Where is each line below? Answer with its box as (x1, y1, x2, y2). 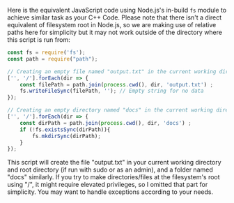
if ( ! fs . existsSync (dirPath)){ (19, 126, 111, 133)
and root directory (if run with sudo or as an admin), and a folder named (7, 165, 214, 174)
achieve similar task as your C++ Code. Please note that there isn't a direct (7, 13, 222, 22)
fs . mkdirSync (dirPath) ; (32, 133, 101, 140)
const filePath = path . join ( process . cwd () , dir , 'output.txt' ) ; (19, 81, 214, 88)
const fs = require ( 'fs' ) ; (7, 49, 86, 56)
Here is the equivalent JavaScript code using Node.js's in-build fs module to (7, 6, 227, 14)
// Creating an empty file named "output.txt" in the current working (7, 68, 217, 75)
